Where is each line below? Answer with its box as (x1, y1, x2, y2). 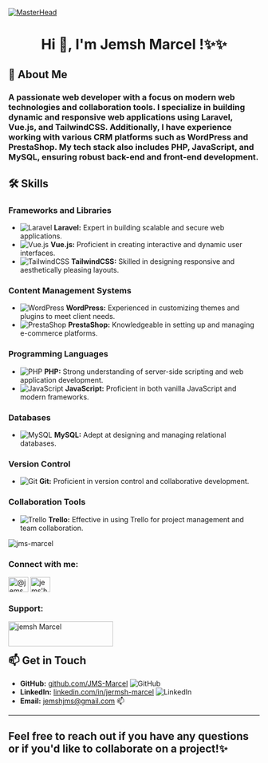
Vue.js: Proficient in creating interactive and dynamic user (50, 240, 242, 250)
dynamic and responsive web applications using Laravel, (8, 112, 233, 123)
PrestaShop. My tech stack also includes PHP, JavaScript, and (8, 141, 254, 152)
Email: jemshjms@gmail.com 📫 (19, 696, 125, 706)
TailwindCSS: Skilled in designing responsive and (71, 257, 235, 266)
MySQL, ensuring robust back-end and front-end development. (8, 151, 259, 163)
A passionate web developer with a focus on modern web (8, 92, 235, 103)
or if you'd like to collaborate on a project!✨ (8, 742, 228, 756)
